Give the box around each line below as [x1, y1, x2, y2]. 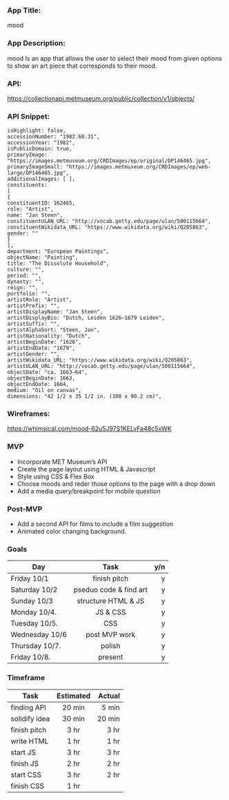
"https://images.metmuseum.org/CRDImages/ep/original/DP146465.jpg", [7, 157, 212, 164]
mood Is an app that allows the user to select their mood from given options [7, 54, 222, 62]
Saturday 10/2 [10, 585, 58, 595]
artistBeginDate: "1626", [7, 339, 81, 346]
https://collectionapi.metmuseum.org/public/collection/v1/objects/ [7, 94, 195, 102]
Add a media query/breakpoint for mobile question [17, 487, 161, 495]
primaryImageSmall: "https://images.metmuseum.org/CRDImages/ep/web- [7, 164, 212, 170]
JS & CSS [95, 607, 126, 617]
